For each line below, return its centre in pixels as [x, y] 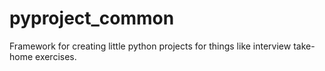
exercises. [56, 56]
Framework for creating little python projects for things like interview [150, 46]
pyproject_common [92, 18]
